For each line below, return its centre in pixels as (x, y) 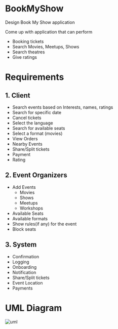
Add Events (24, 187)
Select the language (33, 123)
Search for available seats (39, 128)
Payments (22, 288)
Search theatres (29, 52)
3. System (21, 245)
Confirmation (26, 256)
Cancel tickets (27, 118)
